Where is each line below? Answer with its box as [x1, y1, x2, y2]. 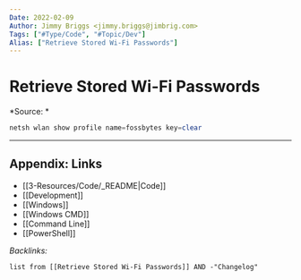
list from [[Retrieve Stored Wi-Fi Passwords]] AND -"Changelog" [9, 262, 258, 271]
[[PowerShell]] [21, 227, 76, 238]
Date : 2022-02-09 [9, 13, 74, 22]
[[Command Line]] [21, 218, 90, 229]
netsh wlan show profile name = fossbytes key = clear [9, 123, 202, 132]
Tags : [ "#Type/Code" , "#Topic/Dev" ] [9, 30, 146, 38]
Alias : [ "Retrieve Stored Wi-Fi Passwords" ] [9, 38, 178, 47]
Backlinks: [9, 245, 47, 256]
